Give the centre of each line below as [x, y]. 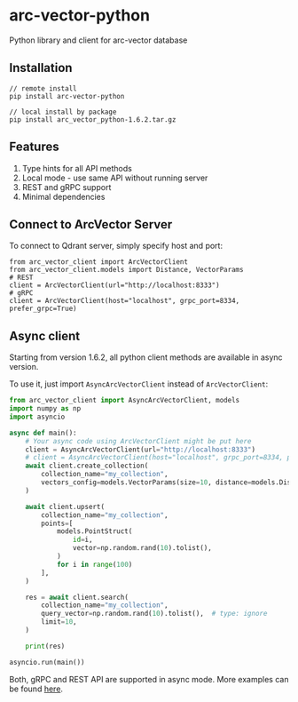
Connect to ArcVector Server [91, 224]
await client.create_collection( [87, 466]
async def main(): [43, 433]
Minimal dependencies [63, 196]
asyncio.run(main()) [47, 662]
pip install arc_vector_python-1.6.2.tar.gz [93, 120]
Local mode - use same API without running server [115, 178]
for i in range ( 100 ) [94, 564]
